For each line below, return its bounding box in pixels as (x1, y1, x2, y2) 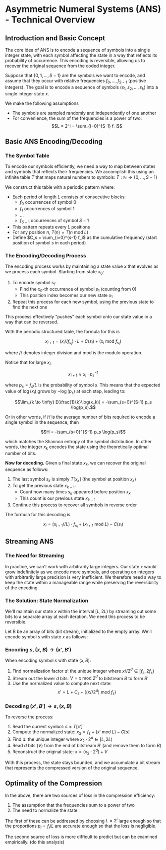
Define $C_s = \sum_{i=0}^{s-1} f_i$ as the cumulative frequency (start (12, 234, 157, 240)
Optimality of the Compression (5, 779, 103, 788)
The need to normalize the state (12, 807, 78, 813)
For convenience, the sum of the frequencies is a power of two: (12, 115, 142, 121)
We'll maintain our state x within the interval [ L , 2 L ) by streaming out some (5, 609, 156, 615)
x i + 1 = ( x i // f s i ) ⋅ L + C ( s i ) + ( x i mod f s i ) (45, 338, 122, 346)
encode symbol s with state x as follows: (5, 634, 88, 640)
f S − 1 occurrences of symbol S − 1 (19, 217, 89, 225)
